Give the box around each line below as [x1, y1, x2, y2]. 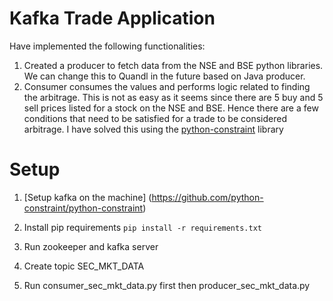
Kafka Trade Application [9, 7, 216, 30]
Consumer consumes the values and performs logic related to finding [23, 80, 311, 92]
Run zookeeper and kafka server [23, 240, 159, 252]
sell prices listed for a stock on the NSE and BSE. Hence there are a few [23, 102, 319, 114]
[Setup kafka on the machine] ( [23, 191, 152, 203]
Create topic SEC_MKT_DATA [23, 260, 145, 272]
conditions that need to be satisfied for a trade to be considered [23, 112, 287, 124]
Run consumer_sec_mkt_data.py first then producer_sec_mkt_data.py [23, 279, 311, 291]
